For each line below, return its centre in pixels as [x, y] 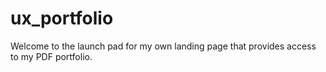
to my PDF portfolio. [51, 56]
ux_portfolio [62, 18]
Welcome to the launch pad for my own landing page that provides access [163, 46]
